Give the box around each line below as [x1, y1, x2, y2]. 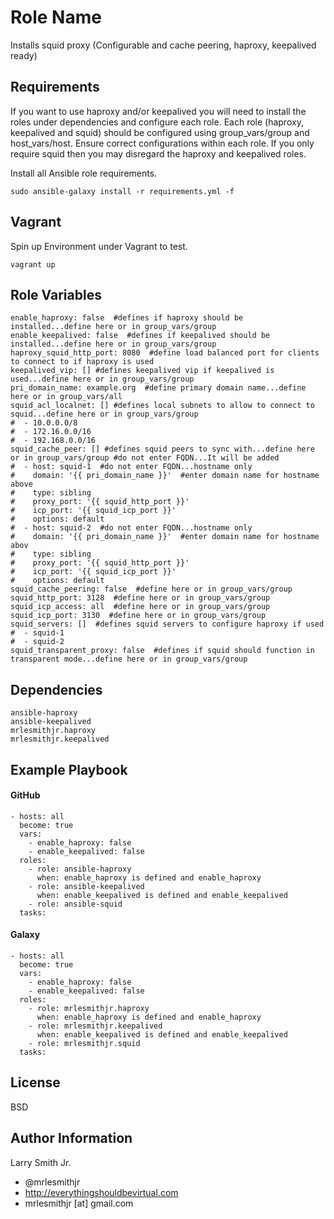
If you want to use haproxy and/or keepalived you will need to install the [10, 105, 307, 117]
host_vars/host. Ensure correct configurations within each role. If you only [10, 137, 315, 149]
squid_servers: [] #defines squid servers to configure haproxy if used [10, 619, 325, 630]
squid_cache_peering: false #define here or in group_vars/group [10, 584, 293, 595]
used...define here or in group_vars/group [10, 374, 195, 385]
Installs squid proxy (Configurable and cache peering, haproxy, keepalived [10, 39, 317, 51]
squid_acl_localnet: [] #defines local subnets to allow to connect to [10, 401, 315, 411]
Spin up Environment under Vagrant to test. [10, 240, 188, 252]
